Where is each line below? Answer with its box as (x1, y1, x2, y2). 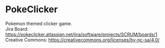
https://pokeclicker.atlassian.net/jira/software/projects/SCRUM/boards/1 (5, 31, 158, 37)
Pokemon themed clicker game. (5, 20, 73, 27)
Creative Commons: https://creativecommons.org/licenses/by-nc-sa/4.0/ (5, 37, 160, 43)
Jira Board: (5, 26, 29, 32)
